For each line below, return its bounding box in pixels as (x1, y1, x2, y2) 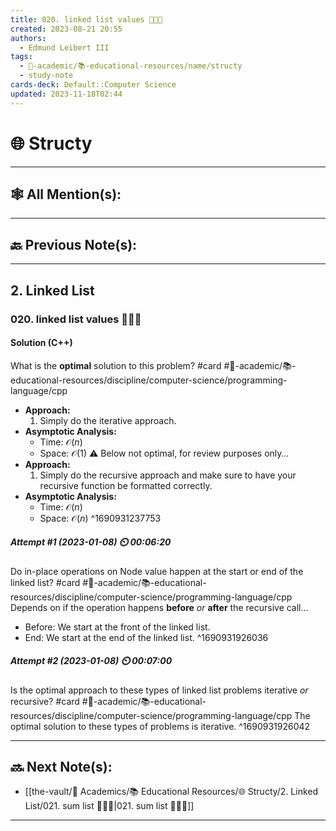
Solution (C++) (10, 337, 73, 349)
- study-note (19, 71, 74, 81)
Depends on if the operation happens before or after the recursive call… (10, 601, 309, 613)
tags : (10, 52, 33, 62)
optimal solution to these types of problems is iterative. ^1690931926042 (10, 720, 311, 732)
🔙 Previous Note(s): (10, 236, 138, 253)
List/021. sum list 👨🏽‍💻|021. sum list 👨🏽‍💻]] (24, 800, 195, 812)
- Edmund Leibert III (19, 42, 110, 53)
